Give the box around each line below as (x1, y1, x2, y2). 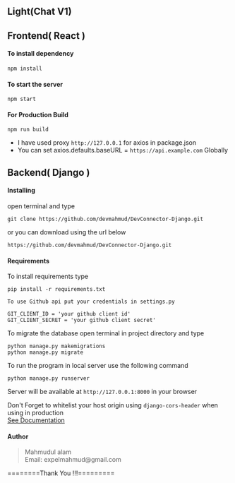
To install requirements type (7, 272, 89, 281)
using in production (7, 409, 64, 417)
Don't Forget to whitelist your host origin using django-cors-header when (7, 401, 219, 410)
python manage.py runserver (7, 375, 90, 382)
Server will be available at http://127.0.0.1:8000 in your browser (7, 388, 198, 396)
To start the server (7, 80, 64, 88)
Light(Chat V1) (7, 6, 72, 18)
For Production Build (7, 110, 69, 119)
